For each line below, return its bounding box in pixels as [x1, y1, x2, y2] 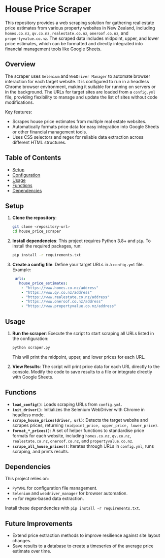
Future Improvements [5, 519, 73, 527]
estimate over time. [12, 548, 52, 554]
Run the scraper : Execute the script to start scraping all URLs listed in [12, 330, 154, 336]
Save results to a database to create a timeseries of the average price [12, 543, 154, 549]
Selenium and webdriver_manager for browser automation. [12, 491, 128, 496]
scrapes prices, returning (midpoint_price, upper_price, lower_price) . [12, 422, 159, 428]
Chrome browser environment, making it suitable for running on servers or [5, 84, 156, 90]
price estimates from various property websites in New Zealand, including [5, 25, 155, 31]
